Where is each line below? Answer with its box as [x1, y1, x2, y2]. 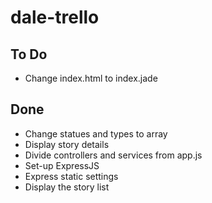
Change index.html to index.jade [24, 72, 158, 84]
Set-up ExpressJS [24, 159, 100, 171]
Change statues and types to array [24, 127, 168, 140]
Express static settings [24, 170, 119, 182]
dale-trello [10, 6, 100, 29]
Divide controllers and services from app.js [24, 149, 203, 161]
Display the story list [24, 181, 110, 193]
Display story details [24, 138, 110, 150]
